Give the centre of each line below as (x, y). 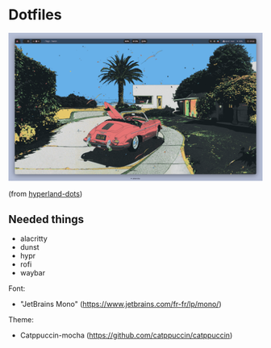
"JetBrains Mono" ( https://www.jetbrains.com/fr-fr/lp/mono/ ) (121, 304)
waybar (33, 273)
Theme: (21, 320)
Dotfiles (35, 15)
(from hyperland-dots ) (46, 194)
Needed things (46, 219)
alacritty (34, 238)
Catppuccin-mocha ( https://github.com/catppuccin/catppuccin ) (126, 335)
